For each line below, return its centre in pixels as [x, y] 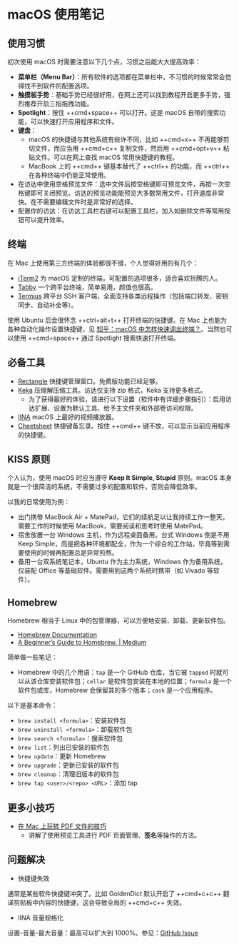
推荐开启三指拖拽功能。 [59, 104]
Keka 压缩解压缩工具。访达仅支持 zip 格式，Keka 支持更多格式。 [112, 390]
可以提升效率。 [46, 220]
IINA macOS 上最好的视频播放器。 [68, 417]
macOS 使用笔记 [56, 15]
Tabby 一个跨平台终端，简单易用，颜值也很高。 [87, 287]
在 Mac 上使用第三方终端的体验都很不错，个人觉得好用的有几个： [103, 263]
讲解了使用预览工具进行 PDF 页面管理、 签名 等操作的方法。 [115, 835]
